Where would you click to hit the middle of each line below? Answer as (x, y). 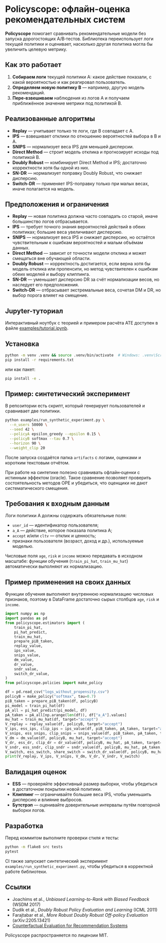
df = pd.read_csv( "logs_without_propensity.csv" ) (57, 692)
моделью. (23, 546)
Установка (22, 344)
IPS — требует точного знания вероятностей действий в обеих (79, 227)
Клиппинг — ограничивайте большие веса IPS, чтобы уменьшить (82, 795)
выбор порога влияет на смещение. (50, 295)
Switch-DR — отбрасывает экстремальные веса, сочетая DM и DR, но (86, 290)
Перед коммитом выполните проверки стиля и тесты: (62, 838)
